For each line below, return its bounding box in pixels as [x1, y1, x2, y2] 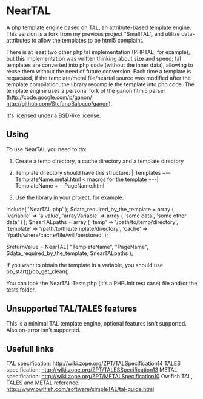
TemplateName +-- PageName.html [15, 182, 105, 189]
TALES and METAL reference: [6, 379, 80, 386]
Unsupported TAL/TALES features [6, 304, 138, 314]
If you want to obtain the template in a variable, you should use [6, 261, 164, 268]
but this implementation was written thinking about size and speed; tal [6, 55, 181, 62]
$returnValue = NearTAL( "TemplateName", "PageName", [6, 243, 148, 250]
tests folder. [6, 286, 36, 293]
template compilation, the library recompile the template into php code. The [6, 80, 195, 88]
